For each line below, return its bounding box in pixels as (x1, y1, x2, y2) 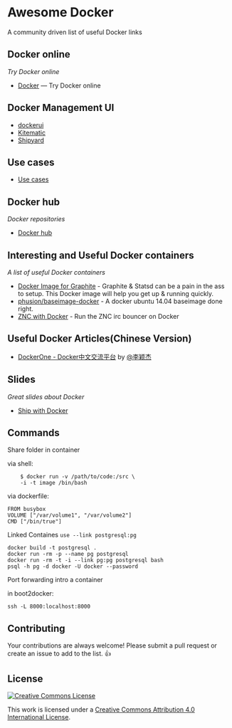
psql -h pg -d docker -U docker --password (7, 563, 139, 570)
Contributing (7, 622, 65, 634)
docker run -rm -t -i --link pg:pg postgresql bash (7, 556, 164, 564)
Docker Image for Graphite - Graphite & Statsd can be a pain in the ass (17, 282, 225, 290)
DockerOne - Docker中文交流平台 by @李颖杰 (17, 352, 152, 361)
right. (17, 305, 34, 313)
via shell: (7, 460, 33, 468)
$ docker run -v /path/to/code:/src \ (20, 473, 135, 480)
